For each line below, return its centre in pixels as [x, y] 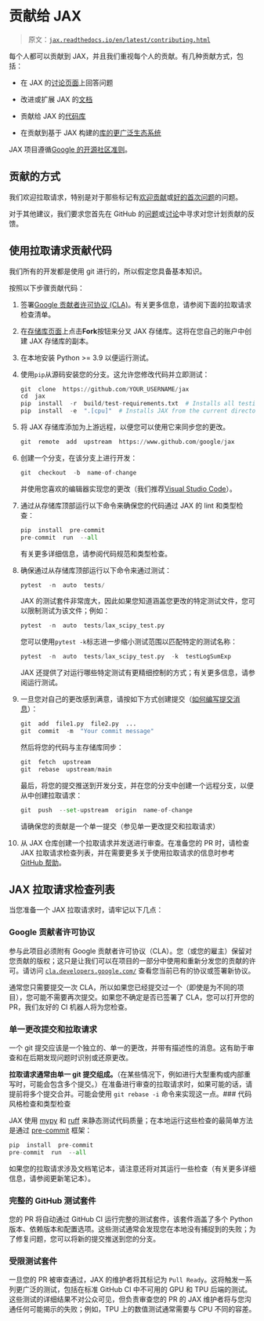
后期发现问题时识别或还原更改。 [81, 1057]
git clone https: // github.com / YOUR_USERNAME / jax [105, 389]
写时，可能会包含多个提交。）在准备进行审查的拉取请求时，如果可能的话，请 [131, 1084]
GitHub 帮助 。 [43, 862]
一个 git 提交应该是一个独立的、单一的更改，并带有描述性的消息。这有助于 [128, 1048]
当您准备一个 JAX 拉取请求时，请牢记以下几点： [86, 910]
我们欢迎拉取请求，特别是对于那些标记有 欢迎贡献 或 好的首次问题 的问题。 [125, 196]
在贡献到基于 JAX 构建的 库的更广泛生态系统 [90, 132]
